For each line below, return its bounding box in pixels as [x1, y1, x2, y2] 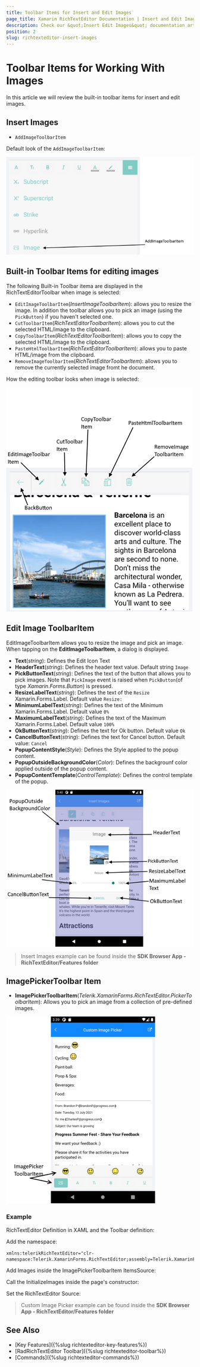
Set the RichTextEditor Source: [6, 1290, 81, 1297]
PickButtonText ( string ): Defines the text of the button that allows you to [14, 669, 191, 677]
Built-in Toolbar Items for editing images [6, 267, 159, 277]
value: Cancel [14, 739, 48, 747]
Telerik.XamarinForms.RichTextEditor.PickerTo [79, 992, 192, 999]
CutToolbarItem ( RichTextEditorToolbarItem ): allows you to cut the [14, 319, 174, 326]
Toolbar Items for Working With [6, 62, 165, 75]
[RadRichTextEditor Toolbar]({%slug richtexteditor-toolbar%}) [14, 1347, 167, 1354]
